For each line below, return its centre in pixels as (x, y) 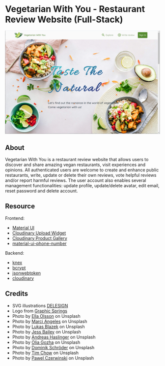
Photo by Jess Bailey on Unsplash (46, 332)
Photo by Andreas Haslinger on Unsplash (54, 337)
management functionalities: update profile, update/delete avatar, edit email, (82, 185)
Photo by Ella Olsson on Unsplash (46, 316)
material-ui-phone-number (40, 243)
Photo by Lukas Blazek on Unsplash (48, 327)
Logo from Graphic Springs (40, 311)
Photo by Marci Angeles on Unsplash (50, 321)
